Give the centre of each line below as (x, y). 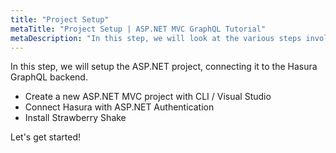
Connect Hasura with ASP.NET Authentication (119, 107)
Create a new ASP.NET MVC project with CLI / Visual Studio (148, 97)
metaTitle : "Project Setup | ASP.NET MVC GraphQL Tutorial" (138, 29)
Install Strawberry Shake (75, 118)
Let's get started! (46, 137)
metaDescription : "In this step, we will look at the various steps (156, 38)
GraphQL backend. (49, 77)
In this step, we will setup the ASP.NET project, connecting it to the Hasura (164, 67)
